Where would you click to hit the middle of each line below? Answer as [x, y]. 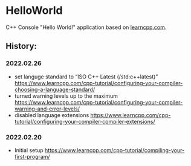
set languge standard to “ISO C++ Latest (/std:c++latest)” [86, 77]
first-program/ [32, 156]
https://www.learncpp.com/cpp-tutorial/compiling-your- [115, 150]
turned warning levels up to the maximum [66, 96]
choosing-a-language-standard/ [54, 89]
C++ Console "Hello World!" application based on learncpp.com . [86, 27]
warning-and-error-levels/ [47, 109]
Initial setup [29, 150]
